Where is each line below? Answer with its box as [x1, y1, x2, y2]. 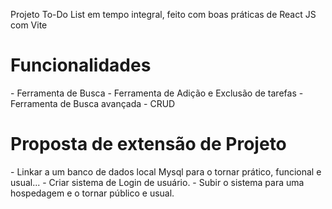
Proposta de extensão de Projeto [10, 133, 287, 156]
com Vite [10, 19, 48, 31]
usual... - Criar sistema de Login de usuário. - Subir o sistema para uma [10, 176, 305, 188]
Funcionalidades [10, 54, 152, 77]
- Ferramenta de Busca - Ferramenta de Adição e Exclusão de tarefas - [10, 87, 304, 99]
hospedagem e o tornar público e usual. [10, 187, 175, 199]
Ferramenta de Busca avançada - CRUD [10, 97, 176, 109]
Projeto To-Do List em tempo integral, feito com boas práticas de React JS [10, 9, 317, 20]
